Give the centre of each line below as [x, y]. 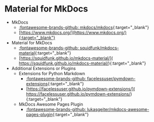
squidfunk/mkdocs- [99, 48]
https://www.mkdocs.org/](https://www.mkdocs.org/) [73, 32]
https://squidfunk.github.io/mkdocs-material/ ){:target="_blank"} [82, 63]
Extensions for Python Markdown [52, 73]
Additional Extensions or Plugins [43, 68]
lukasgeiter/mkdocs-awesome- [118, 109]
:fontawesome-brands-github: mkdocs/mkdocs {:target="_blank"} [84, 27]
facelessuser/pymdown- [111, 79]
